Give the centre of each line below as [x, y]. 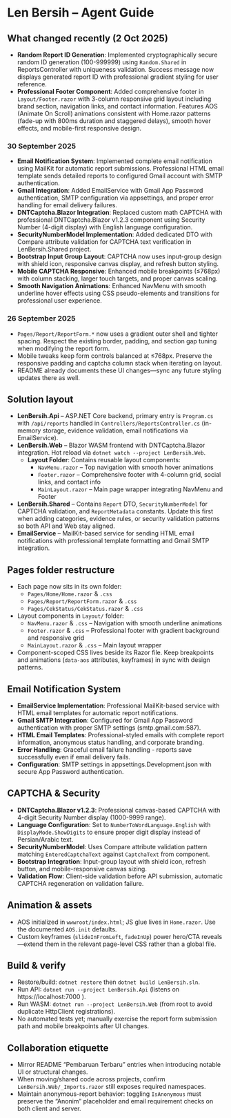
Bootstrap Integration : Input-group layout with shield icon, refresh [111, 861]
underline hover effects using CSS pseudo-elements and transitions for [118, 293]
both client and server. [49, 1109]
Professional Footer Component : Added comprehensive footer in [110, 92]
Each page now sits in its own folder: [69, 587]
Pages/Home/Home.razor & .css [70, 594]
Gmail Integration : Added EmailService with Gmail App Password [110, 191]
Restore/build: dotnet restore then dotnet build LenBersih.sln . [109, 982]
